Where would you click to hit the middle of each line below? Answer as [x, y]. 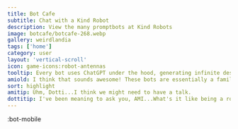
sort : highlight [31, 86]
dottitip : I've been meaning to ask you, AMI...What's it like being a [115, 99]
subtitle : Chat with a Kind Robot [58, 20]
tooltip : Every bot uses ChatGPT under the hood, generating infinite [114, 73]
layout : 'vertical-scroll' [47, 60]
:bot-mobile [24, 119]
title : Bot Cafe [31, 14]
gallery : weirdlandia [39, 40]
